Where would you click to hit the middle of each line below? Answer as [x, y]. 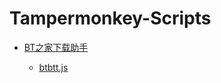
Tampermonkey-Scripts [110, 18]
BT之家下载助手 [56, 47]
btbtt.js [53, 67]
